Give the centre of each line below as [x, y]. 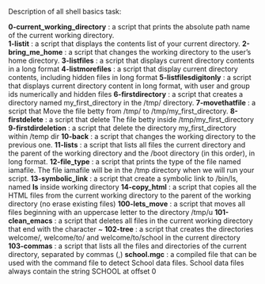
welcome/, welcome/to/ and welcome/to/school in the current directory [125, 238]
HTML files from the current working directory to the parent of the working [130, 195]
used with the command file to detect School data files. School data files [126, 263]
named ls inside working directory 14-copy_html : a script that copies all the [132, 187]
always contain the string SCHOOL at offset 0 [82, 271]
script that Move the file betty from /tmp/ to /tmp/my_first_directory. [118, 111]
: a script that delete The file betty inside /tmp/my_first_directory [150, 119]
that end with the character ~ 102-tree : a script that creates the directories [131, 229]
